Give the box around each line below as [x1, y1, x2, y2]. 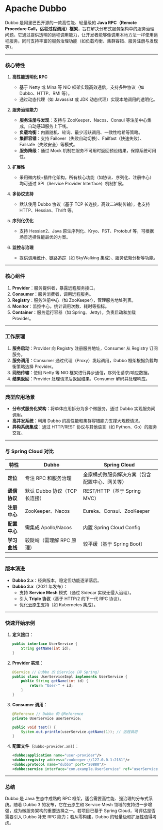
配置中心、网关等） [83, 479, 127, 485]
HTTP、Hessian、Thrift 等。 [19, 208, 76, 213]
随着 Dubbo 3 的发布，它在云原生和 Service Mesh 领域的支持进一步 [13, 802, 148, 808]
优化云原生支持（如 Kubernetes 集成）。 [19, 601, 98, 607]
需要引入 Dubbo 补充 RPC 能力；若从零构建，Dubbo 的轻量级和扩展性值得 [5, 814, 153, 820]
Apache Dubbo [5, 3, 67, 14]
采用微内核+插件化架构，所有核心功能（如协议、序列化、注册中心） [19, 174, 154, 180]
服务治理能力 [12, 107, 38, 113]
